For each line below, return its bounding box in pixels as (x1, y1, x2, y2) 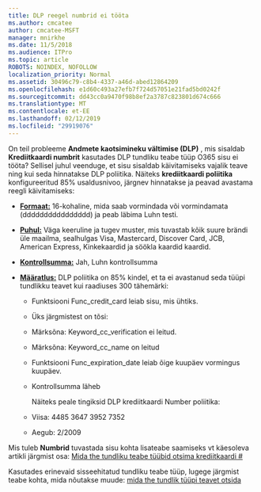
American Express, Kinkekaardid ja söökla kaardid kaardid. (19, 242, 211, 251)
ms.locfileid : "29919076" (8, 122, 93, 130)
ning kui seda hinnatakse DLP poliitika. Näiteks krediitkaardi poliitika (8, 169, 233, 178)
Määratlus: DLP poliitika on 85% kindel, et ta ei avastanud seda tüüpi (19, 273, 245, 282)
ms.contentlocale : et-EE (8, 108, 90, 116)
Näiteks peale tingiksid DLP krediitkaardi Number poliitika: (31, 397, 221, 406)
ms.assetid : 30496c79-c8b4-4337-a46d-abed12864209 (8, 78, 179, 86)
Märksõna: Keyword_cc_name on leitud (31, 342, 160, 352)
